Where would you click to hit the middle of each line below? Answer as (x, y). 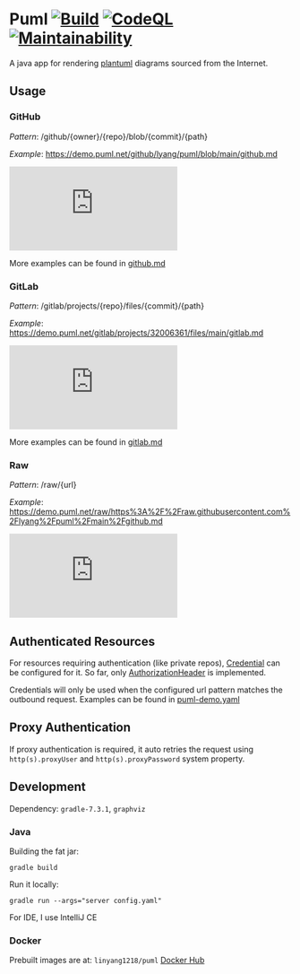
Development (48, 787)
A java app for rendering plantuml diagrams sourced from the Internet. (139, 63)
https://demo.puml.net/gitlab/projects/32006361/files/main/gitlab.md (137, 333)
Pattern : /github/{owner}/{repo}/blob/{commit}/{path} (109, 136)
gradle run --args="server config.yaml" (86, 900)
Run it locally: (34, 884)
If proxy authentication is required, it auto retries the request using (131, 749)
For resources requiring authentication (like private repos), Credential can (145, 663)
